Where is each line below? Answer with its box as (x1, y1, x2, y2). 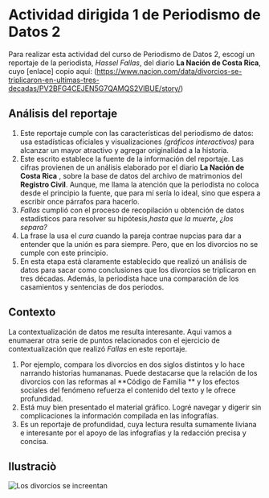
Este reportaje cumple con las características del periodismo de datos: (19, 128, 255, 138)
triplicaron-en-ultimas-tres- (8, 75, 100, 84)
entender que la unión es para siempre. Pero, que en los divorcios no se (19, 239, 259, 249)
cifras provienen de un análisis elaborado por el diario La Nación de (19, 163, 245, 172)
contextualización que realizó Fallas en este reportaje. (8, 344, 187, 353)
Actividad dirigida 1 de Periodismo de (8, 6, 261, 24)
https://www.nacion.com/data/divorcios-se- (96, 66, 243, 76)
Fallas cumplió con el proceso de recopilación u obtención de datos (19, 205, 245, 215)
